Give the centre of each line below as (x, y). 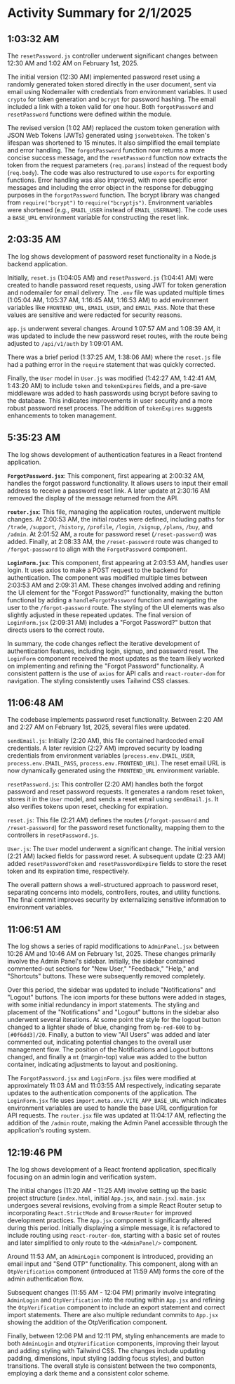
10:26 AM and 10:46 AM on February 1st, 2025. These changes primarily (112, 954)
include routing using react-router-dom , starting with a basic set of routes (114, 1236)
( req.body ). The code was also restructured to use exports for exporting (111, 173)
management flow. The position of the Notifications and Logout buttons (110, 1049)
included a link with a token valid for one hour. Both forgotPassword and (110, 106)
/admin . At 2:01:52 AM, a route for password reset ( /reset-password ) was (112, 534)
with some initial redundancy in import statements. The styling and (103, 1005)
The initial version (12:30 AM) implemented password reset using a (104, 77)
